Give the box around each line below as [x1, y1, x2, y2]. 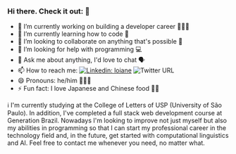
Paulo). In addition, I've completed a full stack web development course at [7, 109, 223, 117]
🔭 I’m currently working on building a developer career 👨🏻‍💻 [17, 23, 190, 31]
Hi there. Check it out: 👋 [7, 6, 90, 16]
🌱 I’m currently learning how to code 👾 [17, 30, 129, 38]
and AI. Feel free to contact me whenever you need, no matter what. [7, 139, 206, 147]
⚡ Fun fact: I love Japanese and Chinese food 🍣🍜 [17, 84, 160, 93]
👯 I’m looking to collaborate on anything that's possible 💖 [17, 37, 183, 46]
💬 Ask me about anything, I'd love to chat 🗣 [17, 56, 146, 64]
